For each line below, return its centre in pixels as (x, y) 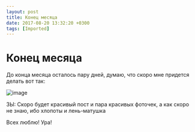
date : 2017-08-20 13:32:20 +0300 (48, 23)
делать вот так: (26, 81)
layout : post (22, 12)
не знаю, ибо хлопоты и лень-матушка (56, 111)
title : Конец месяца (32, 17)
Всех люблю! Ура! (29, 122)
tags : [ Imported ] (28, 28)
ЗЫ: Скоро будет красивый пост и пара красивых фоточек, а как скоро (98, 104)
